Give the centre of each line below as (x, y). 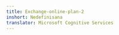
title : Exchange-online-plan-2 (45, 12)
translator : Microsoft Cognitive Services (60, 23)
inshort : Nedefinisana (34, 17)
